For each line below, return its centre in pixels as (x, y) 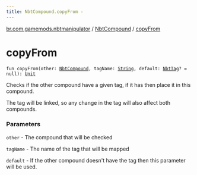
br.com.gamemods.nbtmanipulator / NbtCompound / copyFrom (83, 29)
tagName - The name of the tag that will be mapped (68, 149)
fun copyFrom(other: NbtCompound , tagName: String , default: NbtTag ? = (96, 68)
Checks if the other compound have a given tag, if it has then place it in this (99, 85)
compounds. (22, 109)
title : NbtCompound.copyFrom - (45, 12)
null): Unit (21, 74)
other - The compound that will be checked (59, 137)
